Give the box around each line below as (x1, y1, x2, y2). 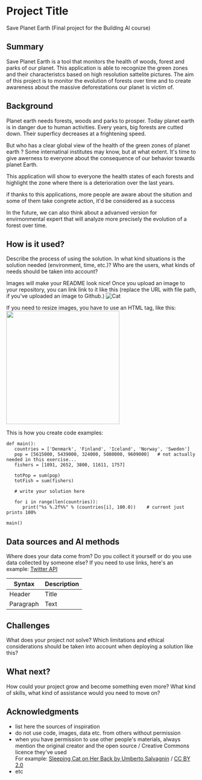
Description (45, 580, 80, 588)
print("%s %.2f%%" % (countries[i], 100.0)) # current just (22, 504, 185, 511)
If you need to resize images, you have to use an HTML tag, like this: (6, 304, 176, 312)
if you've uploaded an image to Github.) (6, 292, 105, 300)
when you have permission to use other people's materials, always (14, 735, 181, 743)
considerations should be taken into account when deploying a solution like (6, 643, 194, 650)
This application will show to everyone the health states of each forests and (6, 172, 194, 179)
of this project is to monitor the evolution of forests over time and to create (6, 77, 191, 84)
